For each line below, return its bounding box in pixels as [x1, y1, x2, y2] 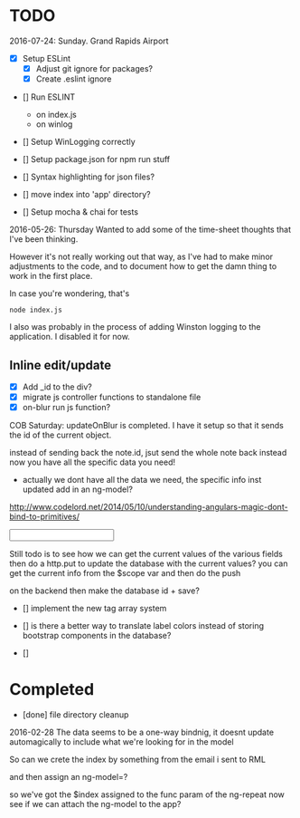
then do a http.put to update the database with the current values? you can [9, 558, 288, 569]
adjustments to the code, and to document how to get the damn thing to [9, 261, 277, 272]
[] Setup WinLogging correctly [22, 137, 136, 148]
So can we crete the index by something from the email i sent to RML [9, 754, 267, 765]
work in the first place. [9, 271, 93, 282]
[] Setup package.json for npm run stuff [22, 154, 170, 165]
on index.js [35, 110, 77, 120]
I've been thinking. [9, 234, 79, 245]
